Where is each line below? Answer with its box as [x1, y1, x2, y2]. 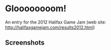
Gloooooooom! [5, 3, 67, 14]
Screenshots [5, 39, 45, 47]
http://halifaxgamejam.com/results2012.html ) [5, 24, 95, 30]
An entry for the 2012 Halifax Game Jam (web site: [5, 19, 106, 25]
